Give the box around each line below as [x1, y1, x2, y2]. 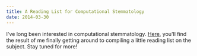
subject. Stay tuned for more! [6, 42, 78, 50]
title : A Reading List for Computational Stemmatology [6, 8, 145, 15]
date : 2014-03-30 [6, 14, 49, 20]
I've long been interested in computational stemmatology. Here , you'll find [6, 30, 187, 37]
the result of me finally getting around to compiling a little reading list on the [6, 37, 192, 44]
